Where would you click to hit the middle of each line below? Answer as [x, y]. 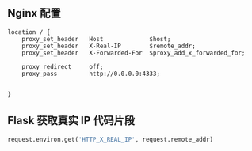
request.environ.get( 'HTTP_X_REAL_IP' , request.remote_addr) [111, 139]
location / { [29, 32]
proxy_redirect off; [63, 66]
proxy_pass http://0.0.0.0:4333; [91, 74]
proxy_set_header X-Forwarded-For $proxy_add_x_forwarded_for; [134, 53]
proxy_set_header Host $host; [96, 39]
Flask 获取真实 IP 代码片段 [71, 121]
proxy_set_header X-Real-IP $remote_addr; [109, 46]
